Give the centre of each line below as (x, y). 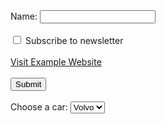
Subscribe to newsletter (74, 40)
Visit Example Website (56, 62)
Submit (28, 84)
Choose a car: (39, 107)
